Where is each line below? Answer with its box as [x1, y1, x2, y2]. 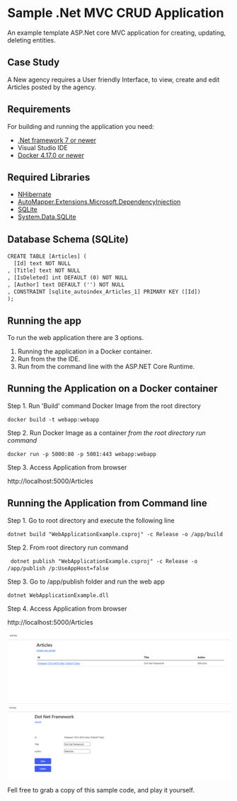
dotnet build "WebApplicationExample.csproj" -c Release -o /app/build [7, 530, 223, 538]
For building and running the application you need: [7, 122, 154, 130]
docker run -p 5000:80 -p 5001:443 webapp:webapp [7, 450, 157, 458]
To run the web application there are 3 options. [7, 334, 144, 341]
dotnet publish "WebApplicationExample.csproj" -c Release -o [10, 557, 198, 564]
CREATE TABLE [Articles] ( [7, 253, 87, 260]
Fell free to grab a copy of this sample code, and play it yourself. [7, 786, 195, 795]
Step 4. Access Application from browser [7, 604, 127, 613]
